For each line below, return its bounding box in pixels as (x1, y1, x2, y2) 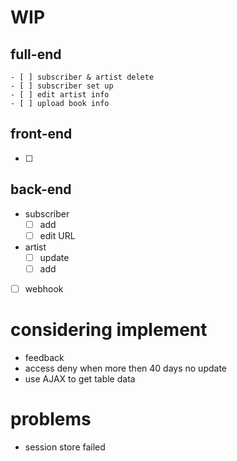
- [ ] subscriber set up (10, 81, 114, 91)
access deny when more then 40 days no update (24, 362, 228, 374)
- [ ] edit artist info (10, 90, 110, 100)
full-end (10, 46, 62, 63)
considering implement (10, 319, 208, 341)
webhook (24, 282, 64, 295)
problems (10, 408, 92, 431)
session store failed (24, 441, 106, 453)
